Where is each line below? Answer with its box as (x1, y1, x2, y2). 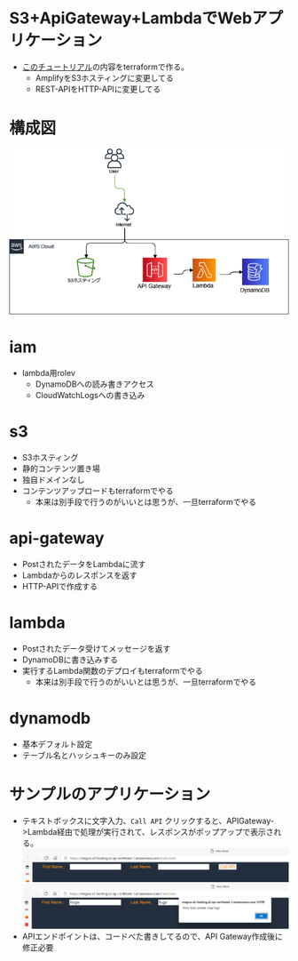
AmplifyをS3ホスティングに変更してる (35, 72, 175, 83)
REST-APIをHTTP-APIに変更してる (35, 84, 161, 94)
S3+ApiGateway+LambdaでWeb (9, 8, 253, 28)
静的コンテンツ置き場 (21, 463, 100, 474)
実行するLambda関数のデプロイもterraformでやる (21, 665, 203, 676)
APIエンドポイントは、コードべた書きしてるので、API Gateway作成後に (21, 931, 284, 942)
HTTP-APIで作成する (21, 581, 98, 591)
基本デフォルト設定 (21, 739, 93, 749)
